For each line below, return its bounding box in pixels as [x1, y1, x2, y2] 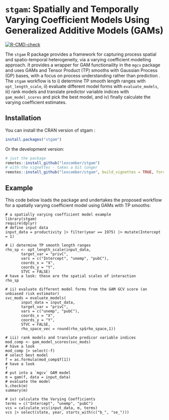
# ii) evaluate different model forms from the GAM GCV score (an [5, 286, 147, 292]
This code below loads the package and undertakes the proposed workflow [5, 197, 162, 203]
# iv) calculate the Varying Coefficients [5, 396, 96, 401]
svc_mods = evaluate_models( [5, 295, 66, 300]
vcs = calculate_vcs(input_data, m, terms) [5, 405, 98, 410]
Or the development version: [5, 146, 64, 152]
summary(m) [5, 388, 28, 393]
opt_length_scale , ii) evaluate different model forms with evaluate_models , [5, 83, 159, 89]
